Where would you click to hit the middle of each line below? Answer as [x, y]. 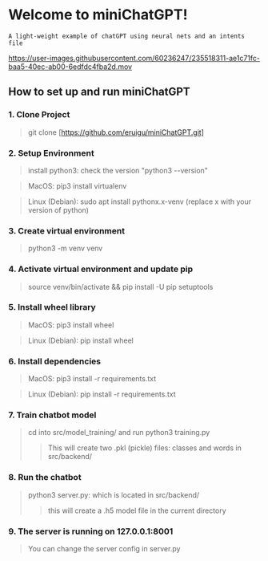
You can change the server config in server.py [104, 549]
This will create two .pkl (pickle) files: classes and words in [144, 448]
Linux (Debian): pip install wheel [80, 340]
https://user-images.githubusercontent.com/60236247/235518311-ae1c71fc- [134, 58]
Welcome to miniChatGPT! [98, 15]
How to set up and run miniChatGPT [99, 92]
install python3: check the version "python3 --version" [118, 170]
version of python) [58, 209]
